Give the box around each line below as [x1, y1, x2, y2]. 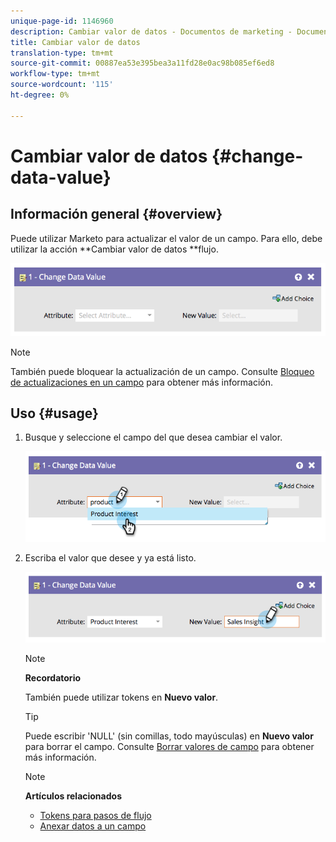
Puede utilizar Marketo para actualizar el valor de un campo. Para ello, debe [10, 232, 323, 244]
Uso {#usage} [10, 405, 99, 422]
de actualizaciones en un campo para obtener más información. [10, 376, 274, 388]
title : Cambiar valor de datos [10, 37, 141, 47]
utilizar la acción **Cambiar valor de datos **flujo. [10, 243, 219, 255]
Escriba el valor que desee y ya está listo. [24, 552, 197, 564]
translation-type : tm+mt [10, 48, 114, 58]
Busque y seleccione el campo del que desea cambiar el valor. [24, 431, 283, 444]
